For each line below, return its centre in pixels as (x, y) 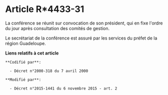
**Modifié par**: (23, 79)
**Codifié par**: (23, 62)
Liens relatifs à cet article (32, 53)
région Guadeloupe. (25, 43)
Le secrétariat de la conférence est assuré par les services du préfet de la (81, 38)
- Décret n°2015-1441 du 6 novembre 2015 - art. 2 (63, 88)
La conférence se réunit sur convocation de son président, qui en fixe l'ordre (84, 23)
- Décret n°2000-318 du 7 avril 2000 (49, 71)
